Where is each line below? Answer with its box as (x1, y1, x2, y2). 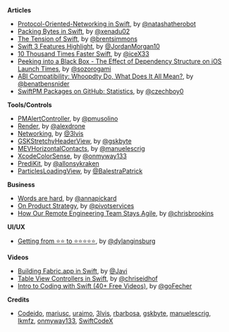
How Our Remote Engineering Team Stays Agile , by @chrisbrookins (17, 209, 214, 217)
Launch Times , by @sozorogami (17, 65, 111, 73)
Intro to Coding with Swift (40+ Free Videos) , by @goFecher (17, 282, 192, 290)
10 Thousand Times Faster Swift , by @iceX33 (17, 49, 149, 58)
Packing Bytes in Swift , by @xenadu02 (17, 27, 130, 35)
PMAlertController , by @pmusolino (17, 114, 118, 123)
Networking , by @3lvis (17, 130, 84, 137)
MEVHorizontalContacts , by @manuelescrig (17, 145, 146, 152)
